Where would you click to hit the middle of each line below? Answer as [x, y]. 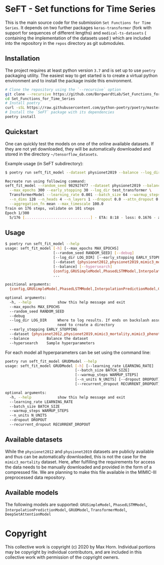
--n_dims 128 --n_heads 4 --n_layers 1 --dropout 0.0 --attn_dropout [82, 199]
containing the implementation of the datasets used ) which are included [78, 38]
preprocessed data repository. [35, 477]
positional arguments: [28, 284]
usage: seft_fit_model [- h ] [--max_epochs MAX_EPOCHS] [62, 249]
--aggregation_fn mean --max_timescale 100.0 [57, 204]
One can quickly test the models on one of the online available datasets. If [79, 144]
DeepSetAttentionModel [28, 514]
